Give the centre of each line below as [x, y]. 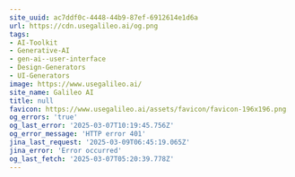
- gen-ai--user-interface [57, 59]
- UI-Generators [39, 76]
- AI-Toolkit [34, 42]
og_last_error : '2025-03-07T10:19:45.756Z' [92, 126]
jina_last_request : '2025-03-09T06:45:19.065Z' [100, 142]
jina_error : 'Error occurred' [66, 150]
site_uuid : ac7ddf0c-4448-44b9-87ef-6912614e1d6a [104, 17]
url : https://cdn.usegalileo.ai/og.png [84, 26]
